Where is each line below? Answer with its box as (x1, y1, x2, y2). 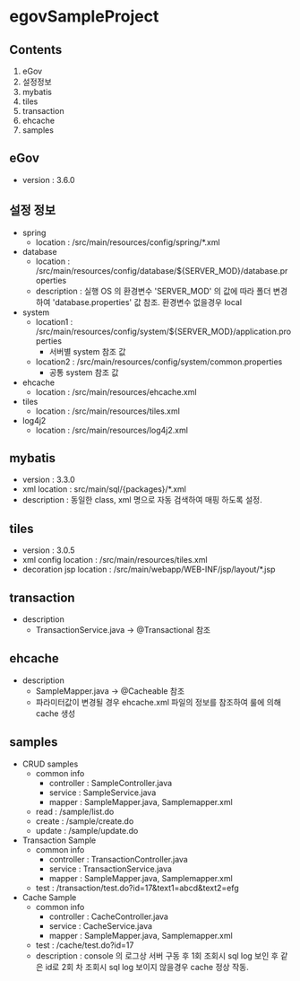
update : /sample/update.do (35, 825, 139, 836)
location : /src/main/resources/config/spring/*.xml (35, 236, 221, 248)
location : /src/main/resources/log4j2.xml (35, 425, 188, 435)
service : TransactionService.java (48, 863, 173, 874)
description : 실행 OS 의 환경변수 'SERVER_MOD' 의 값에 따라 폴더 (35, 285, 271, 296)
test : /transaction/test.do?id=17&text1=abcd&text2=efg (35, 882, 239, 893)
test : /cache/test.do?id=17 (35, 940, 134, 950)
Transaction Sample (21, 835, 97, 845)
